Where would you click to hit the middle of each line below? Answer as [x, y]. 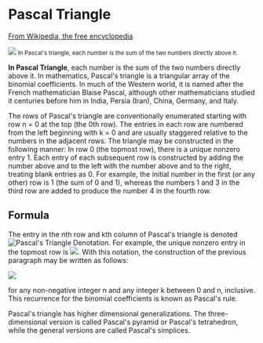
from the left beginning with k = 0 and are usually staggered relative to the [128, 132]
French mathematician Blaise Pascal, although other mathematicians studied [131, 92]
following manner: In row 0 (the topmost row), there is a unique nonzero [124, 149]
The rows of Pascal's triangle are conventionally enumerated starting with [128, 116]
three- [218, 313]
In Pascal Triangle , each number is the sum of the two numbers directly [124, 67]
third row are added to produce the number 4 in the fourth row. [110, 190]
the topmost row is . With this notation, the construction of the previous [127, 251]
